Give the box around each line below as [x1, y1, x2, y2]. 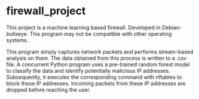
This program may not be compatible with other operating [29, 30, 172, 37]
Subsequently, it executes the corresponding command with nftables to [6, 73, 182, 81]
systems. [6, 36, 29, 44]
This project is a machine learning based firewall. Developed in [6, 24, 161, 31]
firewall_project [6, 4, 86, 18]
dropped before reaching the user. [6, 86, 91, 93]
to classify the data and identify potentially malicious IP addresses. [6, 67, 170, 74]
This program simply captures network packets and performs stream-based [6, 48, 194, 55]
